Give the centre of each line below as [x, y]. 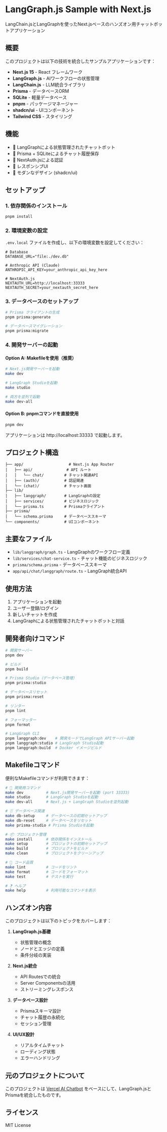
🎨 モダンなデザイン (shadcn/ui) [45, 172]
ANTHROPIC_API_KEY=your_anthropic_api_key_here [56, 270]
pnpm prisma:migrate [27, 331]
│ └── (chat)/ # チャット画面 [48, 486]
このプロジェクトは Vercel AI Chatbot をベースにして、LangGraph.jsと [78, 1088]
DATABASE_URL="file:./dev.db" [37, 257]
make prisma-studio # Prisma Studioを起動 [50, 825]
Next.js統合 [25, 966]
